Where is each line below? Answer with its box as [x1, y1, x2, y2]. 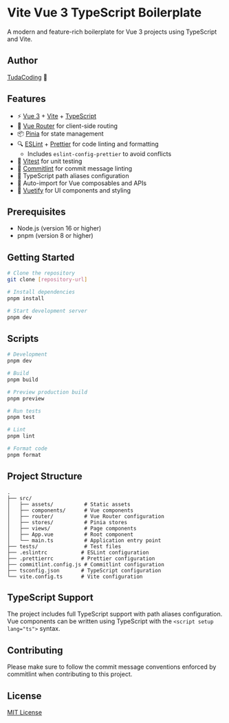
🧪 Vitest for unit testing [17, 157, 83, 165]
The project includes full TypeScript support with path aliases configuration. [7, 610, 223, 618]
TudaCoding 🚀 [7, 73, 48, 81]
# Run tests [7, 407, 41, 414]
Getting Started [7, 251, 75, 263]
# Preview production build [7, 389, 88, 396]
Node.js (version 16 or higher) [17, 224, 102, 233]
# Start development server [7, 307, 88, 314]
